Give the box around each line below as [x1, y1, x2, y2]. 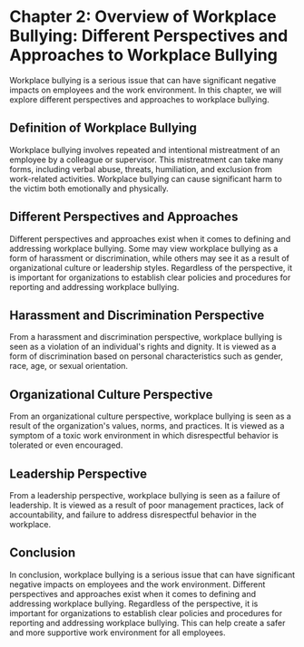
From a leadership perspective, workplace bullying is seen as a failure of [9, 490, 280, 500]
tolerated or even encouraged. [9, 439, 123, 450]
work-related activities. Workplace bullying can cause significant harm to [9, 173, 283, 184]
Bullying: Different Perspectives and [9, 25, 289, 46]
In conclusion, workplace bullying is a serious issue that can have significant [9, 569, 296, 580]
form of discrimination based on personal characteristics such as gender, [9, 351, 283, 362]
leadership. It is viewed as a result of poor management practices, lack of [9, 500, 284, 510]
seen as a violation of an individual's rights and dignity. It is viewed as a [9, 342, 277, 352]
